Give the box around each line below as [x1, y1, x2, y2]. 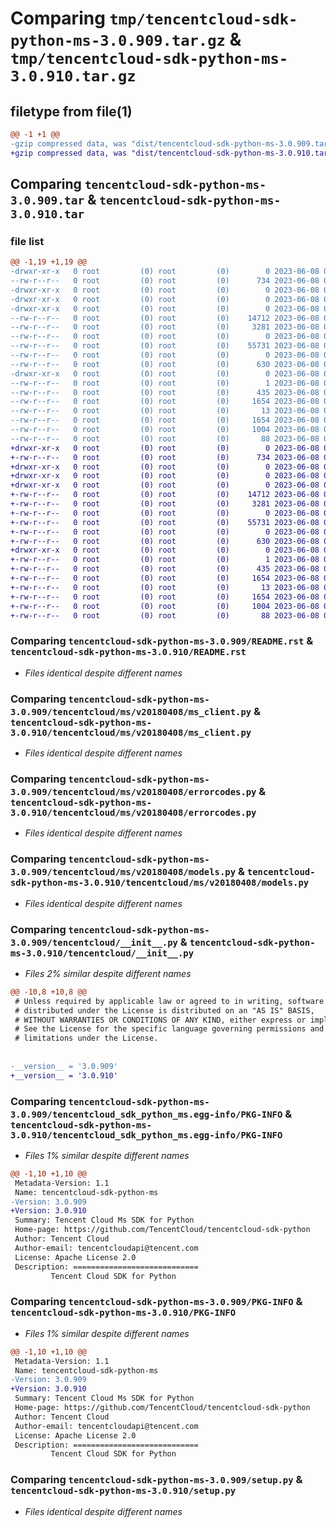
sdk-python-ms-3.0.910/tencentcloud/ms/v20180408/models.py [10, 877, 310, 889]
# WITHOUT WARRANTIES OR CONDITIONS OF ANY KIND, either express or [14, 1015, 307, 1025]
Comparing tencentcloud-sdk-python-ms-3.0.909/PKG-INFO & [10, 1295, 303, 1309]
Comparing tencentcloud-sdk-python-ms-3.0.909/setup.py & [10, 1473, 303, 1487]
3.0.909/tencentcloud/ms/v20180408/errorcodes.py [10, 786, 257, 797]
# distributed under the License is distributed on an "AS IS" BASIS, [14, 1005, 315, 1016]
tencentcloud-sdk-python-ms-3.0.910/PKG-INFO [10, 1307, 237, 1319]
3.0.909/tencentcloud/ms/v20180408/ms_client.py [10, 706, 252, 717]
